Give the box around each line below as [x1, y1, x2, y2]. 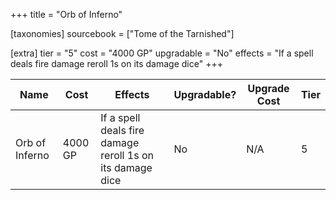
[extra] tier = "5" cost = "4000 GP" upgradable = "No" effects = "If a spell [10, 47, 314, 59]
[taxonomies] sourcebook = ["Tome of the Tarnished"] [10, 28, 235, 39]
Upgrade [247, 82, 290, 95]
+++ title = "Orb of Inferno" [10, 9, 123, 20]
